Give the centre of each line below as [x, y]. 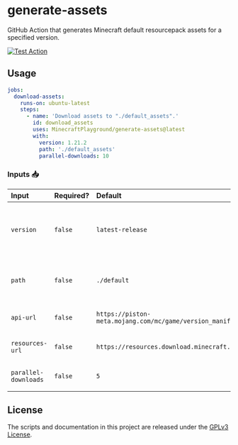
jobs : [15, 90]
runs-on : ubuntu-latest [55, 103]
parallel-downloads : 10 [74, 156]
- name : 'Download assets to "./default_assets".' [102, 116]
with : [41, 136]
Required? [72, 195]
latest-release [121, 230]
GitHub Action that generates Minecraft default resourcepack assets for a [114, 30]
